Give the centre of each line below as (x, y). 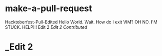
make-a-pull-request (49, 9)
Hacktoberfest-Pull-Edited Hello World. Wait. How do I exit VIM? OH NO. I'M (81, 22)
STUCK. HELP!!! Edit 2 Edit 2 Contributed (46, 27)
